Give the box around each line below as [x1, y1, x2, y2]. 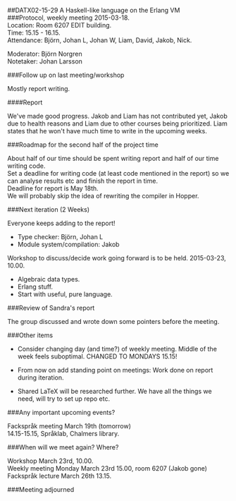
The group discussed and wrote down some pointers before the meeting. [7, 318, 220, 325]
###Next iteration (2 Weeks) [7, 205, 90, 214]
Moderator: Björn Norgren [7, 49, 82, 58]
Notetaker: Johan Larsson [7, 57, 83, 66]
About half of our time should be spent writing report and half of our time [7, 155, 219, 162]
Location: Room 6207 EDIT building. [7, 21, 112, 29]
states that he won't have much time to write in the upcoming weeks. [7, 127, 208, 135]
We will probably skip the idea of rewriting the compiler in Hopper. [7, 192, 199, 200]
